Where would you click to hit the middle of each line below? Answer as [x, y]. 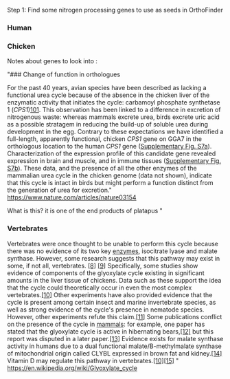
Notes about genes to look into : [53, 61]
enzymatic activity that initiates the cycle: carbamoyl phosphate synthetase [114, 102]
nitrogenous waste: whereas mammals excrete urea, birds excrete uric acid [113, 117]
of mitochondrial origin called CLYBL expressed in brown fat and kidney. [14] [115, 353]
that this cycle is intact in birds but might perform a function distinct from [111, 183]
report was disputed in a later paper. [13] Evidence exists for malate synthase [115, 338]
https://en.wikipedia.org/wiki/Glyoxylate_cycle [72, 368]
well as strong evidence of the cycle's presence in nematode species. [106, 310]
